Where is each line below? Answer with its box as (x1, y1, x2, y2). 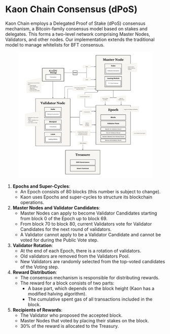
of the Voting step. (20, 264, 59, 270)
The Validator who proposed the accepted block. (20, 312, 123, 318)
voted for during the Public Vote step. (20, 237, 99, 243)
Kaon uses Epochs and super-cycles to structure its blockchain (20, 194, 152, 200)
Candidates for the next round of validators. (20, 226, 112, 232)
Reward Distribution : (12, 269, 57, 275)
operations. (20, 199, 44, 205)
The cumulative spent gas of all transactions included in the (27, 296, 153, 302)
